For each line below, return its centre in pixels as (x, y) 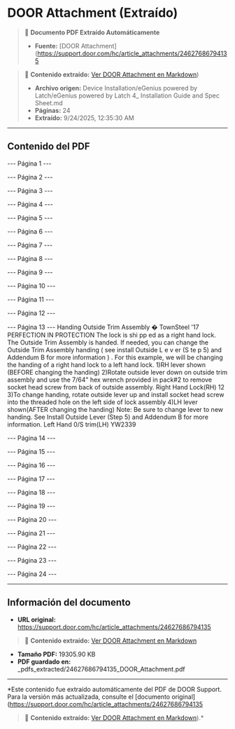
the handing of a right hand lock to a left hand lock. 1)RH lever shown (107, 364)
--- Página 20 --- (32, 519)
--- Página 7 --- (30, 245)
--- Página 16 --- (31, 465)
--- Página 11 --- (31, 299)
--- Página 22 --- (32, 547)
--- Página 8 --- (30, 258)
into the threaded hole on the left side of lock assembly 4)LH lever (102, 402)
